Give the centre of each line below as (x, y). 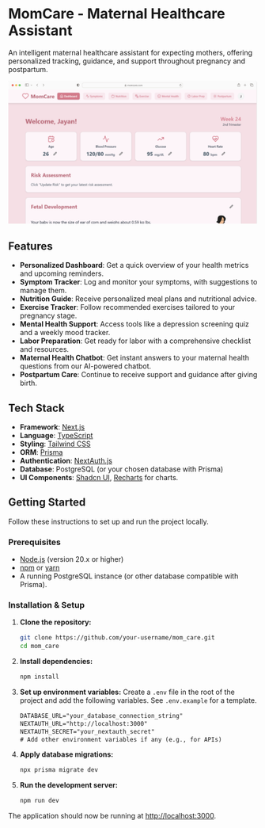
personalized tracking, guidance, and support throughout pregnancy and (127, 61)
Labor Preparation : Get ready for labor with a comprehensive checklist (135, 341)
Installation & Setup (47, 605)
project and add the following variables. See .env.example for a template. (138, 700)
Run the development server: (69, 784)
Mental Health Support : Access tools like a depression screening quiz (134, 324)
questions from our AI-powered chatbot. (85, 366)
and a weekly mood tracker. (65, 333)
